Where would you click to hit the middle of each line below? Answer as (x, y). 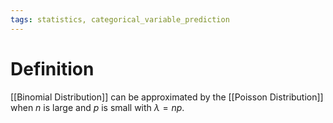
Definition (52, 68)
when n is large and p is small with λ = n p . (97, 107)
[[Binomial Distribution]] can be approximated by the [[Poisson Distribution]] (167, 97)
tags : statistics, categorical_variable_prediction (120, 19)
